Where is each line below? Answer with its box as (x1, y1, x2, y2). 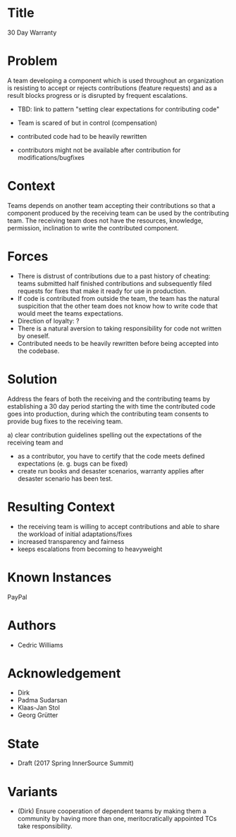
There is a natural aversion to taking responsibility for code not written (17, 324, 222, 333)
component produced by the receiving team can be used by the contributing (7, 209, 230, 217)
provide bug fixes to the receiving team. (7, 417, 123, 426)
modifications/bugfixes (17, 153, 85, 161)
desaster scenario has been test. (17, 474, 113, 483)
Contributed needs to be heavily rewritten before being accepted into (17, 339, 219, 347)
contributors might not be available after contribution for (17, 146, 181, 154)
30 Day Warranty (7, 28, 57, 37)
